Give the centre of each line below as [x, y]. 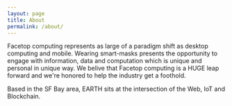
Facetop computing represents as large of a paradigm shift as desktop [108, 46]
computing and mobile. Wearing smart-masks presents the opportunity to [112, 53]
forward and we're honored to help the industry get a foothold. [97, 76]
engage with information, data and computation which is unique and [105, 61]
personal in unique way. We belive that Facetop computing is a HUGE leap [113, 68]
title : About [26, 20]
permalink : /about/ [35, 26]
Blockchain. [24, 96]
